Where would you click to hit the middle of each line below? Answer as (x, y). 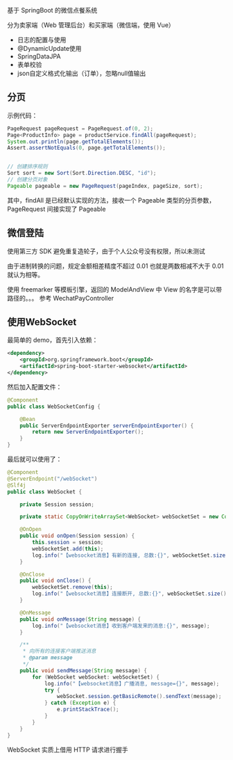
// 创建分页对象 (27, 180)
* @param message (48, 658)
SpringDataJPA (39, 56)
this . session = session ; (68, 543)
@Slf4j (17, 485)
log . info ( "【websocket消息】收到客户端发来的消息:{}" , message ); (121, 626)
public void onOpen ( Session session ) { (77, 536)
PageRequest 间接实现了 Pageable (57, 209)
